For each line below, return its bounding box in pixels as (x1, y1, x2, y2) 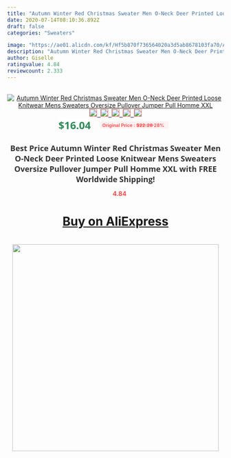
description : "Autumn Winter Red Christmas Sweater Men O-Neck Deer (7, 48, 208, 55)
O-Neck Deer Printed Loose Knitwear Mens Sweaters (14, 152, 217, 164)
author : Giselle (7, 54, 54, 62)
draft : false (7, 23, 45, 30)
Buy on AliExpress (62, 214, 169, 230)
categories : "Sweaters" (7, 29, 76, 37)
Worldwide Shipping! (76, 173, 155, 185)
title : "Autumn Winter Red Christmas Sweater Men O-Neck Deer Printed (7, 10, 214, 17)
